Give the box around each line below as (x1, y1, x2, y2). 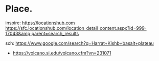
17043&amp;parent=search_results (5, 30, 79, 36)
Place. (5, 3, 33, 15)
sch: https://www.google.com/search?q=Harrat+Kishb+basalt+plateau (5, 40, 154, 46)
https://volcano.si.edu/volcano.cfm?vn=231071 (12, 50, 111, 56)
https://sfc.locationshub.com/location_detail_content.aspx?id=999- (5, 25, 147, 31)
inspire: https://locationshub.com (5, 20, 75, 26)
